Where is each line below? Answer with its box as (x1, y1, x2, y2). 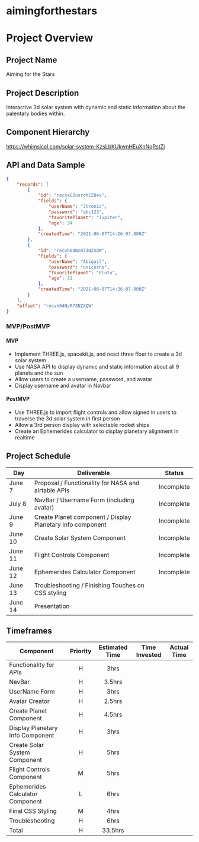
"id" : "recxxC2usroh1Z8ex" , (37, 192, 108, 198)
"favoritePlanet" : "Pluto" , (48, 270, 118, 276)
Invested (136, 651, 162, 659)
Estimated (98, 643, 128, 651)
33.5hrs (102, 827, 124, 835)
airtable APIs (34, 486, 70, 494)
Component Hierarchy (6, 127, 90, 137)
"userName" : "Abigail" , (48, 258, 108, 265)
